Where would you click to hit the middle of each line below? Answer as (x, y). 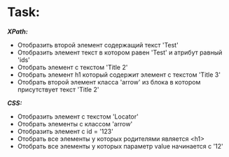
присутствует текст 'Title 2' (58, 89)
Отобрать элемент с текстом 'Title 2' (72, 67)
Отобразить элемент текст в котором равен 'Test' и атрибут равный (120, 52)
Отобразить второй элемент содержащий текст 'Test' (98, 45)
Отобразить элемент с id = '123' (65, 131)
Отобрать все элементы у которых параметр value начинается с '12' (120, 146)
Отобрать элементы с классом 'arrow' (75, 124)
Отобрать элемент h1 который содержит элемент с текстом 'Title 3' (119, 75)
